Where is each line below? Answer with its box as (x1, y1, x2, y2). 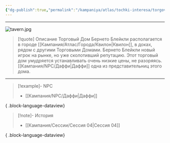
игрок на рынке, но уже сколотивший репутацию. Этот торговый (17, 52, 158, 58)
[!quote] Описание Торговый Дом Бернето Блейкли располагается (17, 36, 162, 42)
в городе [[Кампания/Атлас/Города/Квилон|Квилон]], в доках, (17, 41, 153, 47)
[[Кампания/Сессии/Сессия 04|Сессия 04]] (25, 122, 120, 128)
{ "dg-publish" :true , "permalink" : (5, 7, 76, 13)
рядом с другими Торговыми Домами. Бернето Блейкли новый (17, 47, 155, 53)
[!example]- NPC (17, 83, 53, 89)
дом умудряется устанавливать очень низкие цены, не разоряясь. (17, 57, 162, 63)
